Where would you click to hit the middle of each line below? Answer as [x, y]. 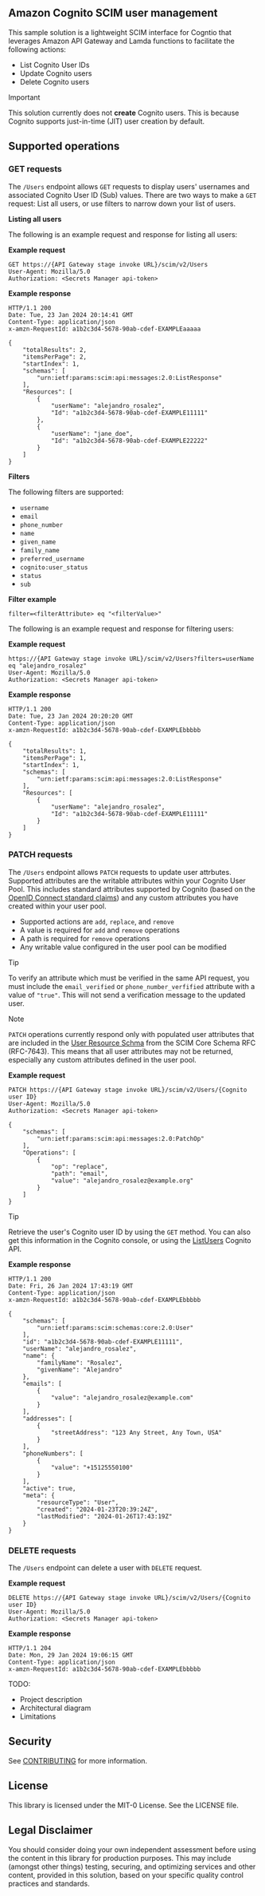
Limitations [38, 1716]
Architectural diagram [55, 1708]
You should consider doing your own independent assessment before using [132, 1849]
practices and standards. [49, 1883]
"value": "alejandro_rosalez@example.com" [122, 1397]
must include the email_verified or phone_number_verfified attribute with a [132, 986]
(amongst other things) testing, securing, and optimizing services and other [132, 1866]
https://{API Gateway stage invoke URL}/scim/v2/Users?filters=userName [131, 659]
